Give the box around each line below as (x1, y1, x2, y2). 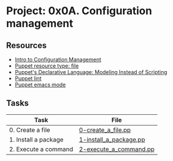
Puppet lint (14, 75, 42, 82)
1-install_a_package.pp (78, 135, 146, 143)
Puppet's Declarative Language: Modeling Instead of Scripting (14, 69, 168, 75)
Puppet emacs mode (14, 81, 66, 88)
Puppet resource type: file (14, 62, 79, 69)
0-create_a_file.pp (78, 125, 131, 134)
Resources (6, 40, 47, 50)
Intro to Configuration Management (14, 56, 102, 63)
